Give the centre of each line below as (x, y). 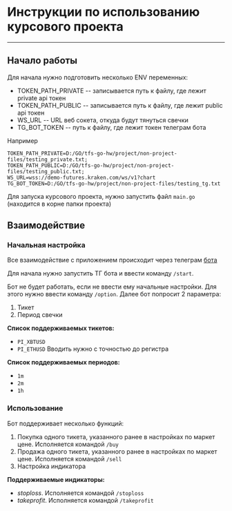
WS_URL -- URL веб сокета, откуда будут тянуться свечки (103, 120)
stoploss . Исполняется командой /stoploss (80, 493)
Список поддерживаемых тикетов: (61, 328)
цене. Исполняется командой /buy (68, 444)
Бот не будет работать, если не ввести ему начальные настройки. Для (112, 287)
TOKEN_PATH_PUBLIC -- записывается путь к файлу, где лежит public (120, 105)
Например (22, 141)
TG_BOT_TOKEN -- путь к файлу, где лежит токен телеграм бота (112, 127)
